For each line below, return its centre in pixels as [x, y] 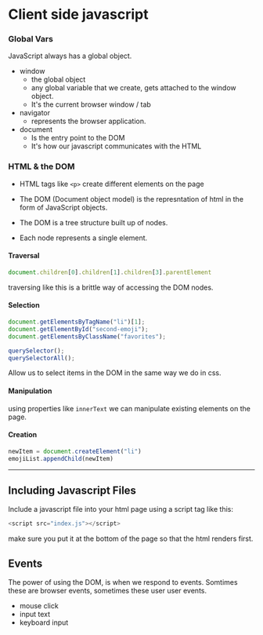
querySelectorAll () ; [42, 358]
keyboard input [44, 622]
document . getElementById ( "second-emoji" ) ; [78, 329]
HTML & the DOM [41, 166]
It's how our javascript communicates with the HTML [116, 146]
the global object [58, 79]
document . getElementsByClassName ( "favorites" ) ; [87, 336]
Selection [24, 305]
